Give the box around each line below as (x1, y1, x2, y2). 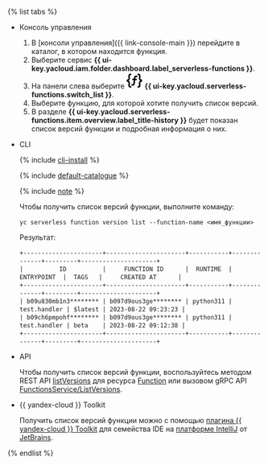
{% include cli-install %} (19, 155, 100, 164)
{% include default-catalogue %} (19, 171, 130, 180)
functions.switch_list (31, 90, 104, 99)
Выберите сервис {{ (31, 56, 101, 64)
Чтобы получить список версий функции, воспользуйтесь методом (19, 368, 252, 377)
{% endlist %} (7, 448, 54, 458)
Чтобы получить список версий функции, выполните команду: (19, 202, 235, 212)
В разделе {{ (31, 107, 76, 116)
